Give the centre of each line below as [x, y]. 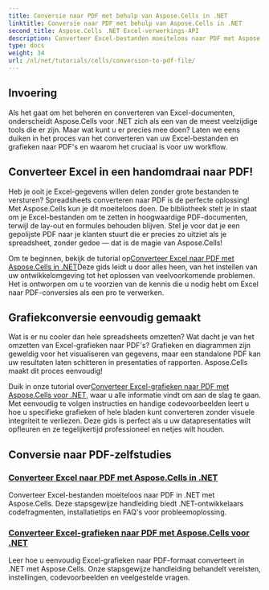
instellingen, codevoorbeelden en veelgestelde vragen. [99, 578]
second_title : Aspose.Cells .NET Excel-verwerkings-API [104, 31]
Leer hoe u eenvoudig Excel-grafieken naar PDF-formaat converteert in [126, 560]
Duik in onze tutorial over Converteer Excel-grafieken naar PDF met [119, 387]
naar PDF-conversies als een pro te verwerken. [86, 292]
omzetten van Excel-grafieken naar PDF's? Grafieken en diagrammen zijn [130, 346]
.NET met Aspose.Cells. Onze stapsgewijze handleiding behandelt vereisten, [134, 569]
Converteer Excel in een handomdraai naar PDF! [131, 172]
